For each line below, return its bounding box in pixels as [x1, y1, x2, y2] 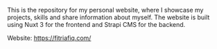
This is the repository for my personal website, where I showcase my [7, 6, 204, 14]
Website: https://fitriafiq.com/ [7, 34, 92, 42]
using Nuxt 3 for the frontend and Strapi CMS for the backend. [7, 21, 186, 28]
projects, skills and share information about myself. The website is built [7, 13, 210, 21]
